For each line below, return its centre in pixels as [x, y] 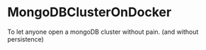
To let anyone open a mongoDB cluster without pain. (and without [103, 32]
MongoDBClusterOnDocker [90, 12]
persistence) [26, 39]
